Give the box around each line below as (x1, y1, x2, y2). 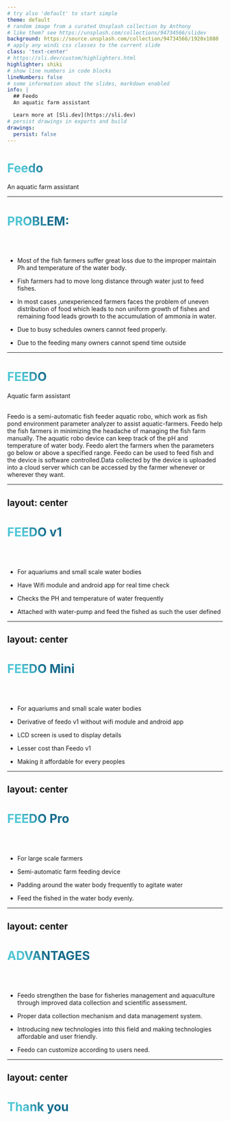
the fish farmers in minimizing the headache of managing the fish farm (7, 427, 206, 435)
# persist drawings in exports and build (7, 118, 127, 125)
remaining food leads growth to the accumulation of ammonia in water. (16, 312, 217, 321)
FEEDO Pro (7, 811, 70, 826)
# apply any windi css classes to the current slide (7, 42, 161, 49)
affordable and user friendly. (16, 1032, 98, 1040)
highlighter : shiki (7, 61, 63, 68)
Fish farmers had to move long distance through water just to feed (16, 277, 204, 285)
